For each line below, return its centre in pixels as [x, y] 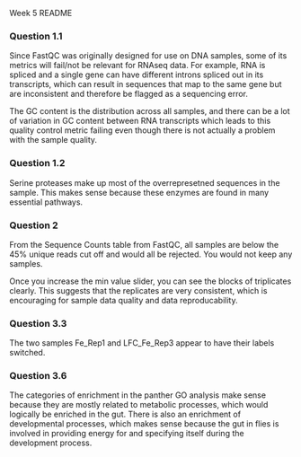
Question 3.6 [38, 376]
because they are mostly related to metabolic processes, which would [139, 405]
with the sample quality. [53, 140]
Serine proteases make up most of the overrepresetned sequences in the [145, 182]
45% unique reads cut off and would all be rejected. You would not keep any [151, 254]
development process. [51, 443]
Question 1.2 [37, 163]
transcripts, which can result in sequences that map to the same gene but [146, 84]
